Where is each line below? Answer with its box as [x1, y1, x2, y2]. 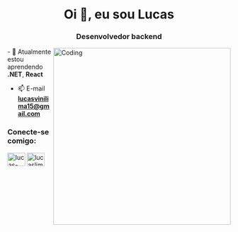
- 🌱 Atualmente [7, 47, 52, 56]
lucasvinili [17, 95, 49, 103]
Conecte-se [7, 127, 50, 137]
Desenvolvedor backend [76, 32, 162, 42]
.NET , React [7, 70, 44, 79]
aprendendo [7, 63, 43, 71]
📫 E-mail [17, 84, 45, 93]
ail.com [17, 110, 40, 118]
